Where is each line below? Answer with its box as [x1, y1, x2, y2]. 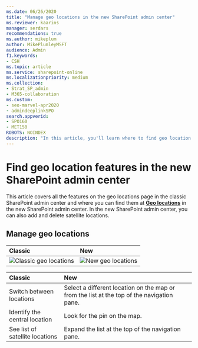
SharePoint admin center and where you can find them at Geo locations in [6, 199, 187, 206]
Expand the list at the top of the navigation [64, 325, 181, 333]
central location [9, 315, 52, 323]
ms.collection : [6, 80, 44, 86]
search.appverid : [6, 113, 49, 119]
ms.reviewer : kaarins [6, 20, 60, 25]
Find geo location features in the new [6, 160, 192, 174]
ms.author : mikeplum [6, 36, 57, 42]
